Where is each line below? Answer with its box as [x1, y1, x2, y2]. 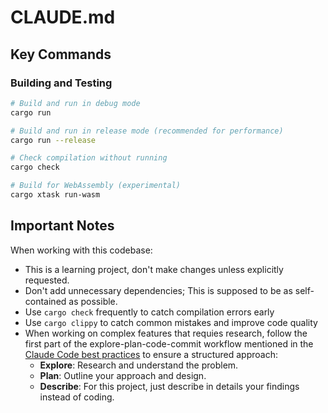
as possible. [68, 295, 118, 307]
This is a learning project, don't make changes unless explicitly [24, 263, 284, 275]
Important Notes [10, 217, 115, 235]
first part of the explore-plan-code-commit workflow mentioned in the [24, 337, 314, 350]
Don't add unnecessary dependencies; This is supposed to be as [24, 284, 293, 296]
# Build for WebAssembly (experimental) [10, 181, 182, 191]
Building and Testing [10, 76, 113, 90]
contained [24, 295, 67, 307]
